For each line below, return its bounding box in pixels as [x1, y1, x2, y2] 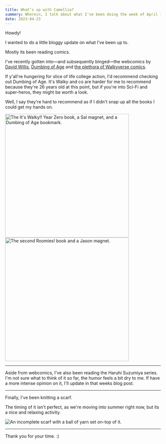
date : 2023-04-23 [5, 16, 41, 21]
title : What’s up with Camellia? [5, 7, 74, 12]
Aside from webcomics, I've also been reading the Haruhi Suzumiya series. [5, 370, 158, 376]
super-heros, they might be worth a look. [5, 89, 88, 95]
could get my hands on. [5, 104, 53, 110]
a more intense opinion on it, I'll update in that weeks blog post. [5, 380, 134, 386]
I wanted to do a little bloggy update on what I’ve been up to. [5, 40, 129, 45]
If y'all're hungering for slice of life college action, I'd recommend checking [5, 74, 158, 80]
